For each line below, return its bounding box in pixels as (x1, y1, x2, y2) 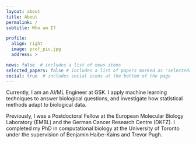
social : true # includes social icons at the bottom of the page (6, 73, 171, 79)
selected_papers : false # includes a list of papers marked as (6, 68, 163, 73)
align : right (11, 41, 43, 47)
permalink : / (6, 19, 38, 25)
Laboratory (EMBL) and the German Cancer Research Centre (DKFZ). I (6, 119, 175, 126)
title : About (6, 14, 38, 20)
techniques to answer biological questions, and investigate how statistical (6, 95, 183, 102)
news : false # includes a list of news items (6, 62, 121, 68)
